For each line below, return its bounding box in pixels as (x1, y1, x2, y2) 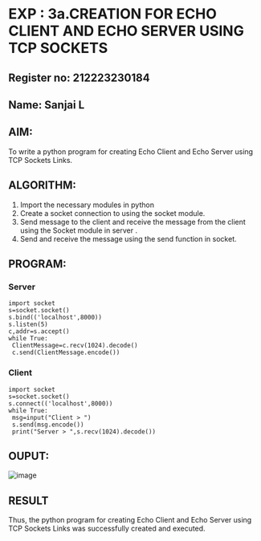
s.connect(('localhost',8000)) (8, 399, 113, 408)
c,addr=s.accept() (8, 327, 70, 336)
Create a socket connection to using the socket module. (19, 208, 206, 218)
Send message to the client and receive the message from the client (19, 217, 247, 226)
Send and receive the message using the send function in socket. (19, 234, 237, 243)
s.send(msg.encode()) (11, 421, 84, 429)
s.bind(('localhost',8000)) (8, 314, 103, 322)
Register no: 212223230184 (8, 71, 150, 84)
